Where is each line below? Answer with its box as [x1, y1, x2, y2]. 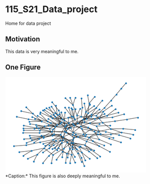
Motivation [5, 35, 40, 43]
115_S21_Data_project [5, 4, 97, 15]
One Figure [5, 63, 41, 72]
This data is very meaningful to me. [5, 48, 79, 54]
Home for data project [5, 20, 52, 26]
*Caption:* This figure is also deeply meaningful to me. [5, 173, 120, 179]
